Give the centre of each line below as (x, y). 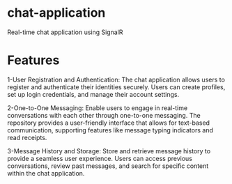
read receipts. (27, 137)
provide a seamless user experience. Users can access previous (100, 158)
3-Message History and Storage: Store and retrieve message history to (109, 151)
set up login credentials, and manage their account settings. (93, 94)
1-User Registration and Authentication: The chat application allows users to (116, 79)
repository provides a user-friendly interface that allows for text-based (109, 123)
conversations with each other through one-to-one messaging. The (104, 115)
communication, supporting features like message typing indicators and (110, 130)
